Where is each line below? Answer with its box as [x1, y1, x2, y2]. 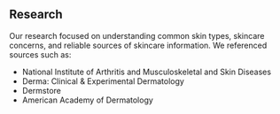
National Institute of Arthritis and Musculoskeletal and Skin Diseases [21, 66, 272, 77]
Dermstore [21, 85, 62, 95]
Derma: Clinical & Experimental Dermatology [21, 75, 184, 87]
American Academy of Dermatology [21, 95, 153, 105]
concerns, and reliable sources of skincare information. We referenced [9, 40, 268, 50]
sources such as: [9, 49, 72, 60]
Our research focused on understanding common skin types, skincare [9, 30, 265, 41]
